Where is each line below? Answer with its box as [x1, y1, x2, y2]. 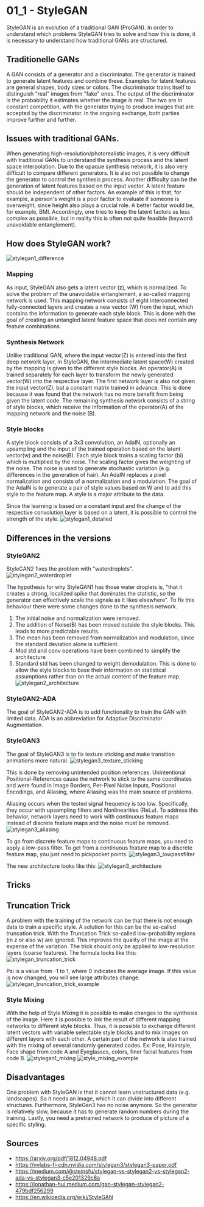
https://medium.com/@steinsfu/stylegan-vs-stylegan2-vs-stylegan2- [15, 1167, 190, 1175]
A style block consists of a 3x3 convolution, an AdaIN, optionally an [6, 439, 175, 446]
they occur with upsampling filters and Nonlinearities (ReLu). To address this [6, 806, 199, 814]
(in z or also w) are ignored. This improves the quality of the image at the [6, 936, 189, 943]
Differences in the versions [6, 533, 111, 543]
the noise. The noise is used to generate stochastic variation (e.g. [6, 465, 171, 472]
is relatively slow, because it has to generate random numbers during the [6, 1108, 189, 1115]
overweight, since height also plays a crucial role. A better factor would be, [6, 202, 194, 209]
